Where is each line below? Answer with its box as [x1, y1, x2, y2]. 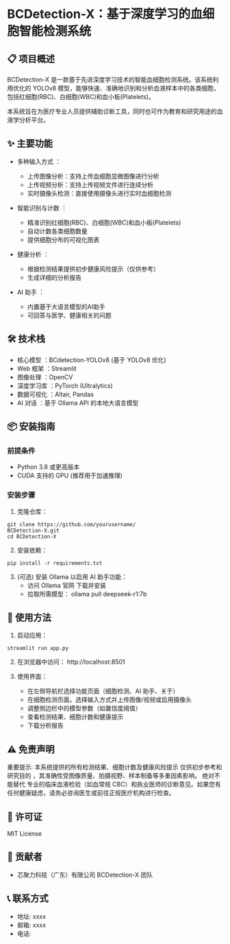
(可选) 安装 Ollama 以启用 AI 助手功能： [16, 572, 128, 581]
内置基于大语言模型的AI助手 [27, 302, 106, 311]
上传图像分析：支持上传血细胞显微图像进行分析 [27, 172, 159, 180]
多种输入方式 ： [16, 157, 62, 166]
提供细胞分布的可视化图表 [27, 235, 100, 244]
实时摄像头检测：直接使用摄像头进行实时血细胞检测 [27, 189, 172, 197]
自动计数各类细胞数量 [27, 227, 88, 235]
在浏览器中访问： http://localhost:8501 [16, 658, 125, 666]
